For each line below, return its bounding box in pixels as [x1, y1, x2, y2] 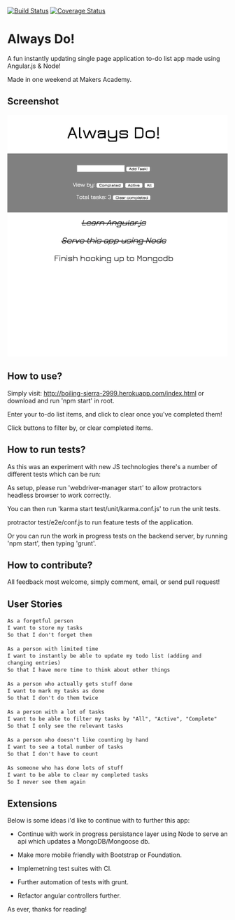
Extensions [7, 797, 57, 809]
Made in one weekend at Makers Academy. [7, 75, 132, 83]
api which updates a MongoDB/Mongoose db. [17, 837, 150, 845]
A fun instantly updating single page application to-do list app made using [7, 54, 220, 62]
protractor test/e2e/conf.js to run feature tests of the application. [7, 518, 194, 527]
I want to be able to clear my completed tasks [7, 772, 149, 779]
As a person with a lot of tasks [7, 709, 105, 716]
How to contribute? [7, 559, 93, 571]
